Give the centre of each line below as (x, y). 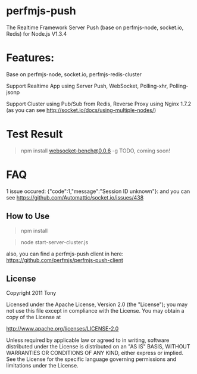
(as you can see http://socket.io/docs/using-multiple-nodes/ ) (81, 110)
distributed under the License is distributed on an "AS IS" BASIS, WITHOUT (98, 347)
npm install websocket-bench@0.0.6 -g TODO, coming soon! (96, 151)
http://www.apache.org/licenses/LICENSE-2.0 (62, 329)
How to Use (28, 216)
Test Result (35, 134)
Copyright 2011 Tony (31, 293)
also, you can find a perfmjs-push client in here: (65, 254)
